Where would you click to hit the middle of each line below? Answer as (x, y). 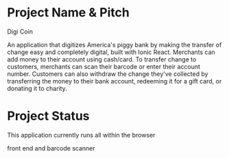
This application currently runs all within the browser (81, 135)
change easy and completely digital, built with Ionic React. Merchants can (111, 52)
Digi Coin (20, 31)
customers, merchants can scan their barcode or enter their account (104, 66)
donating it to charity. (37, 88)
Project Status (49, 116)
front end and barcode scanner (51, 148)
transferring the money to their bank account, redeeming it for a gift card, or (114, 81)
